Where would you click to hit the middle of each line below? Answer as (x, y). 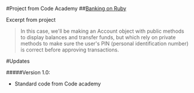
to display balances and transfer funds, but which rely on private (98, 37)
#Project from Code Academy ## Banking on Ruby (66, 8)
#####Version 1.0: (28, 72)
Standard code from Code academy (58, 84)
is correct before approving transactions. (70, 50)
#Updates (18, 61)
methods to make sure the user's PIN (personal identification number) (104, 44)
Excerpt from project (31, 20)
